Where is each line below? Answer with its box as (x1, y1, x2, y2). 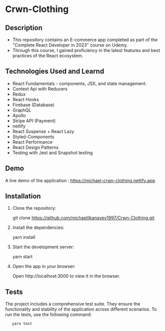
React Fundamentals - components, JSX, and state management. (12, 80, 147, 86)
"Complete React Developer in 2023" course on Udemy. (12, 42, 128, 48)
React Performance (12, 139, 53, 145)
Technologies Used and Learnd (5, 67, 104, 76)
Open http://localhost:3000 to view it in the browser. (12, 273, 120, 279)
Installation (5, 192, 41, 201)
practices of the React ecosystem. (12, 53, 83, 59)
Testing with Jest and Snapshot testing (12, 149, 93, 156)
